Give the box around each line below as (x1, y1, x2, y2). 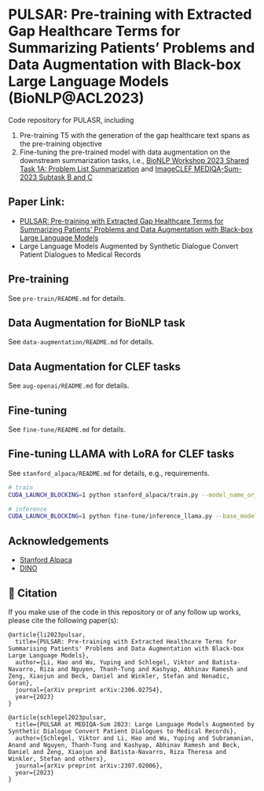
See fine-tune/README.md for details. (8, 425, 126, 434)
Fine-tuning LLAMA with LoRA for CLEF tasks (8, 447, 234, 461)
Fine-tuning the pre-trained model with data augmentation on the (19, 147, 231, 157)
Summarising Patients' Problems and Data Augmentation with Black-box (8, 644, 244, 652)
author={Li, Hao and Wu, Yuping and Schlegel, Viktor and (15, 658, 210, 667)
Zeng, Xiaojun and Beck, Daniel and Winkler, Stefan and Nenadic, (8, 672, 230, 680)
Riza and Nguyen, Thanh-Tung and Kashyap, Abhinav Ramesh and (39, 665, 247, 673)
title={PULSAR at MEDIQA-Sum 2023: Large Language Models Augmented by (15, 720, 255, 728)
